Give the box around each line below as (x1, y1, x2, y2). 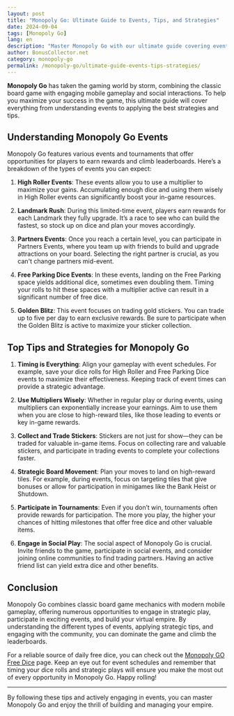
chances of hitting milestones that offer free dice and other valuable (17, 518, 212, 527)
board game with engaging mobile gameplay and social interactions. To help (7, 89, 226, 97)
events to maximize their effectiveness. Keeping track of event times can (17, 375, 226, 383)
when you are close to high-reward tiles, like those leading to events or (17, 411, 221, 419)
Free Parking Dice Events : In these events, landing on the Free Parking (17, 270, 221, 279)
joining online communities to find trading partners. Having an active (17, 554, 214, 562)
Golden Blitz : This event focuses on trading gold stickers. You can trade (17, 307, 224, 315)
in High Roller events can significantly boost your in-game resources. (17, 193, 216, 201)
